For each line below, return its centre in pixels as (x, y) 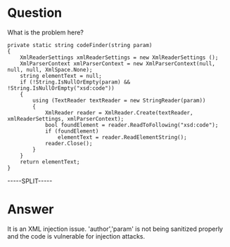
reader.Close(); (69, 143)
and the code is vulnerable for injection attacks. (76, 236)
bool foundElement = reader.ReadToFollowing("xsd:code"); (132, 125)
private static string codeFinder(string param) (80, 45)
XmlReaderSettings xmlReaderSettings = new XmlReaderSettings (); (119, 58)
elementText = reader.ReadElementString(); (122, 137)
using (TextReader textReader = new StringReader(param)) (119, 100)
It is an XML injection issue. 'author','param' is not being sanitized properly (115, 229)
